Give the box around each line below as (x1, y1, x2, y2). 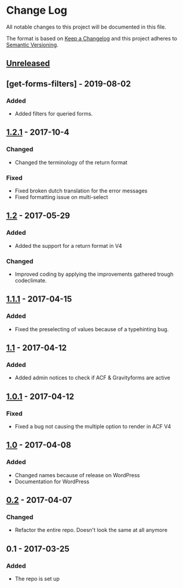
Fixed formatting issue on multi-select (14, 194, 108, 200)
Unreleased (6, 58, 51, 69)
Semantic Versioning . (6, 41, 58, 48)
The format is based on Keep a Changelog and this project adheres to (6, 35, 178, 42)
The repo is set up (14, 575, 60, 583)
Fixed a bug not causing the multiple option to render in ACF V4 (14, 423, 171, 430)
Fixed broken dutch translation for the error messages (14, 187, 148, 194)
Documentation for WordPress (14, 478, 89, 485)
